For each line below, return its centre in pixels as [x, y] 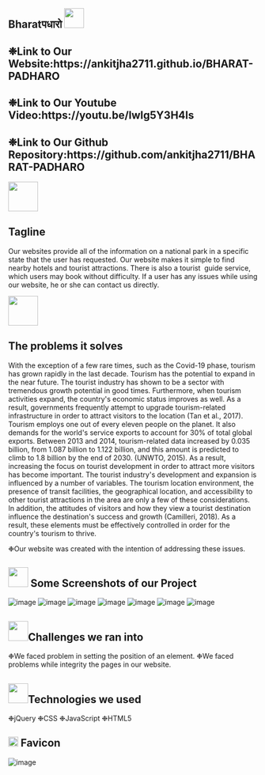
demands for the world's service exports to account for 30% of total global [131, 433]
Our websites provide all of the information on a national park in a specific [129, 251]
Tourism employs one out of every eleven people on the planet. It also [122, 424]
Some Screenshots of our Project [114, 583]
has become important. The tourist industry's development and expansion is [132, 474]
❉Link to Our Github [59, 142]
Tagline [27, 232]
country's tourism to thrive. [53, 533]
